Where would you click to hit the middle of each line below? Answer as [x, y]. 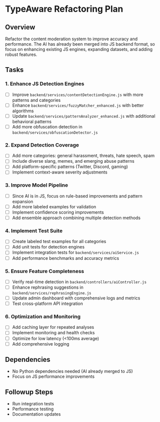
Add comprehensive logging [41, 344]
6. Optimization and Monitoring [43, 317]
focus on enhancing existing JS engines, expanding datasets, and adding [79, 49]
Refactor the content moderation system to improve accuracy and [71, 39]
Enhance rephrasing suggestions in [48, 287]
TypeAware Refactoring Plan [64, 9]
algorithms [23, 111]
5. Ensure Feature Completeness [45, 271]
